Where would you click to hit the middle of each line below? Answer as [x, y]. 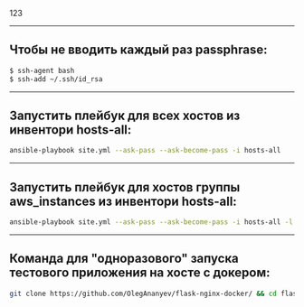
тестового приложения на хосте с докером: [140, 273]
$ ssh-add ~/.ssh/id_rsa [56, 79]
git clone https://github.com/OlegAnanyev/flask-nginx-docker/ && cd [143, 293]
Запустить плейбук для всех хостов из [125, 115]
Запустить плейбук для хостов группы [125, 187]
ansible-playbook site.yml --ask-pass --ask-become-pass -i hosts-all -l [152, 222]
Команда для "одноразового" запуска [124, 259]
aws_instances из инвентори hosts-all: [123, 201]
